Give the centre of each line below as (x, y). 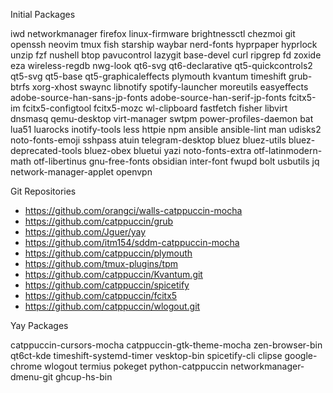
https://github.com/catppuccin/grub (99, 221)
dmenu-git (31, 377)
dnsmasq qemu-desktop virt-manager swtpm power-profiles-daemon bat (162, 118)
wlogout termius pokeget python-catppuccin (136, 366)
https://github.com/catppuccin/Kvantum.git (113, 274)
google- (301, 355)
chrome (26, 366)
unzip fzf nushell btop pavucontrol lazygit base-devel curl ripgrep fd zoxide (166, 55)
